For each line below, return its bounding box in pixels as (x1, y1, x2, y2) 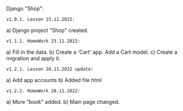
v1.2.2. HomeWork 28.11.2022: (6, 88, 81, 94)
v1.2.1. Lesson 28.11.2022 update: (6, 66, 94, 72)
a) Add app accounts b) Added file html (6, 77, 102, 83)
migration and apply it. (6, 55, 61, 61)
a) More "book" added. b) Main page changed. (6, 99, 120, 105)
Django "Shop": (6, 5, 44, 12)
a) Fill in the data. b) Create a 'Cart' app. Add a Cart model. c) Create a (6, 48, 178, 56)
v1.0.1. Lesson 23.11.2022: (6, 17, 76, 22)
